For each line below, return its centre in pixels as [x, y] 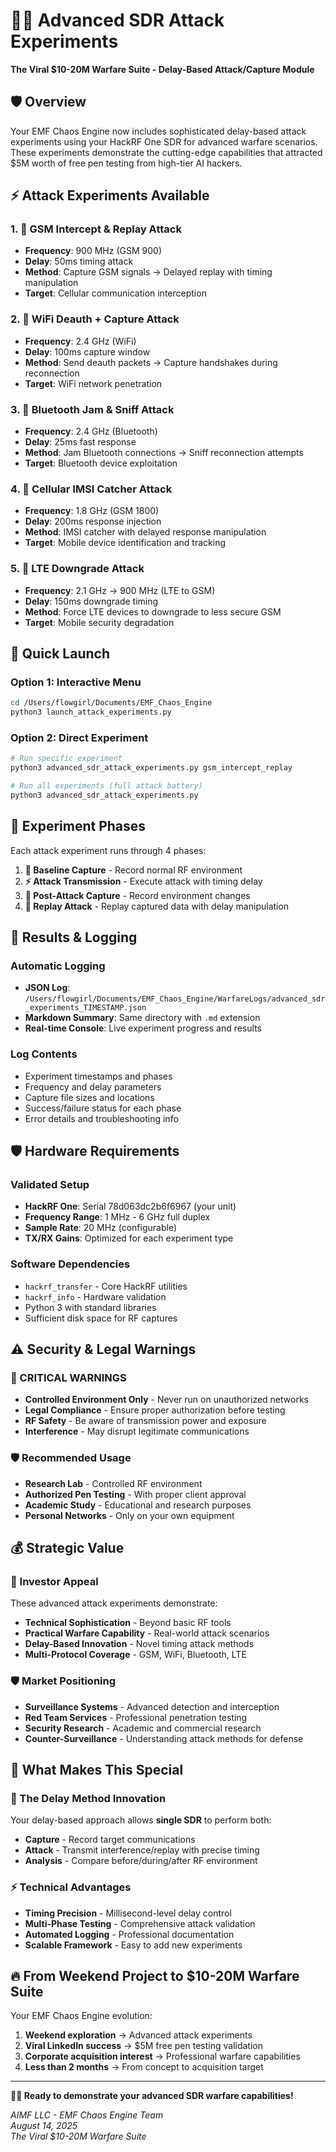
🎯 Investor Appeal [54, 1581]
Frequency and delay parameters [93, 1086]
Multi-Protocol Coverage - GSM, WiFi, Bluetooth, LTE [135, 1655]
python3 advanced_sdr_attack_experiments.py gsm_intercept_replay [151, 768]
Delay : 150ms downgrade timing [91, 601]
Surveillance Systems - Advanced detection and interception [152, 1706]
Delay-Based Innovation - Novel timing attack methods [139, 1644]
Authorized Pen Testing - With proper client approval [135, 1494]
